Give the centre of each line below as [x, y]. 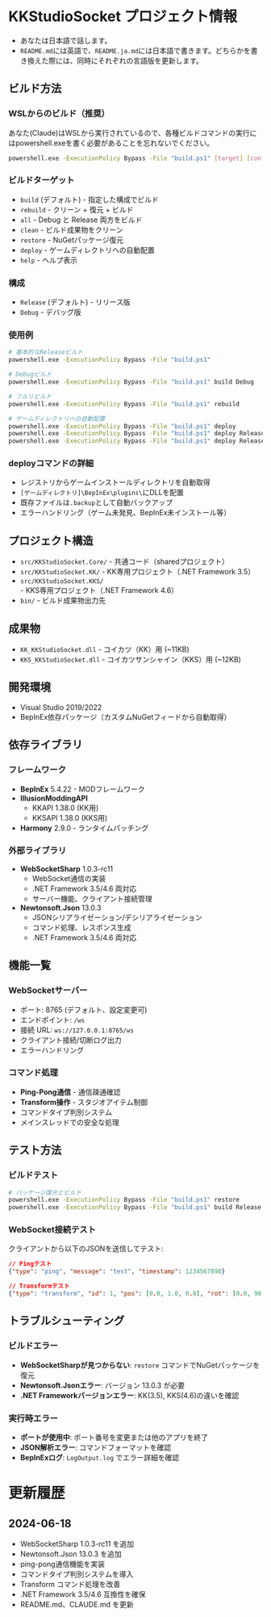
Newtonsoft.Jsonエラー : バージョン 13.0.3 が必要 [102, 1385]
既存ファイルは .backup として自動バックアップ [96, 502]
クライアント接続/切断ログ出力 [71, 1039]
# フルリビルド [30, 397]
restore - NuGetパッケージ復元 [71, 240]
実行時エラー [33, 1418]
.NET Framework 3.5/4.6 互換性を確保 [83, 1594]
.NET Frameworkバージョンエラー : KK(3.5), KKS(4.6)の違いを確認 [129, 1395]
